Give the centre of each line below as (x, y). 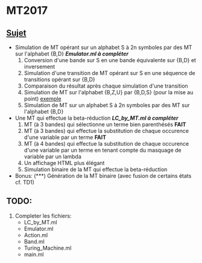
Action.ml (36, 235)
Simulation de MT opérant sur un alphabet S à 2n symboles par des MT (103, 47)
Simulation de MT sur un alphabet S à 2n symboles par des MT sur (107, 105)
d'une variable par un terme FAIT (65, 137)
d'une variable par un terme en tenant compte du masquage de (103, 150)
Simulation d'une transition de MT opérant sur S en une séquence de (109, 73)
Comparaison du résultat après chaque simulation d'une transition (106, 86)
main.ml (34, 254)
